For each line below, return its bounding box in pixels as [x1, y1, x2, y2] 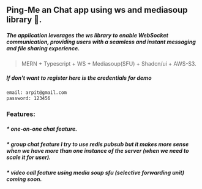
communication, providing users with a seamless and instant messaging [6, 38, 196, 45]
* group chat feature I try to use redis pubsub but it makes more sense [6, 141, 189, 148]
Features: [6, 110, 36, 118]
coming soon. [6, 175, 42, 183]
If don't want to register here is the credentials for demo [6, 74, 152, 82]
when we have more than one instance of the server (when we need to [6, 147, 189, 154]
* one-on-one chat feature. [6, 125, 78, 133]
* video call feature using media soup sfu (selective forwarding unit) [6, 169, 185, 177]
